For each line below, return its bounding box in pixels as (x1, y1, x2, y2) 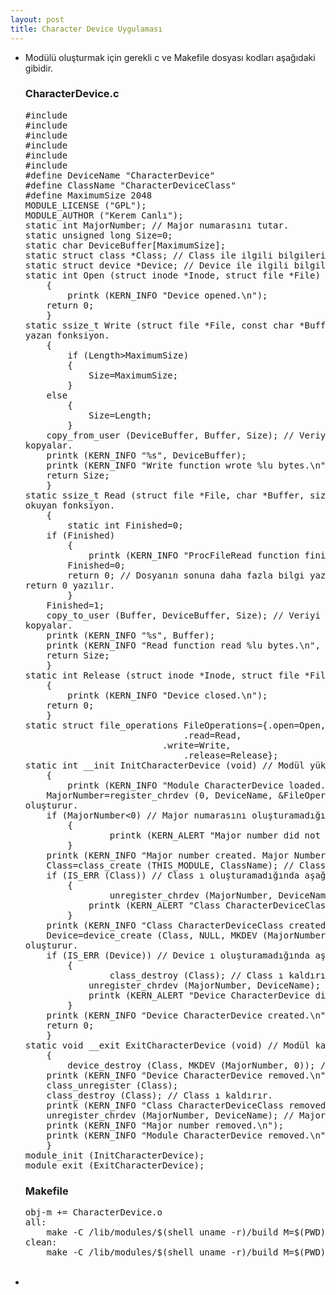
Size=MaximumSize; (88, 369, 179, 381)
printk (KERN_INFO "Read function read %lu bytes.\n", (46, 639, 321, 651)
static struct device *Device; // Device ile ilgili (24, 259, 290, 271)
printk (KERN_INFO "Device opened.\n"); (67, 289, 268, 301)
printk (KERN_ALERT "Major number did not (109, 829, 321, 841)
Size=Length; (88, 409, 153, 421)
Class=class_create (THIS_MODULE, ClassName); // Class (46, 859, 327, 871)
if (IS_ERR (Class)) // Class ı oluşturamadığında (46, 869, 300, 881)
